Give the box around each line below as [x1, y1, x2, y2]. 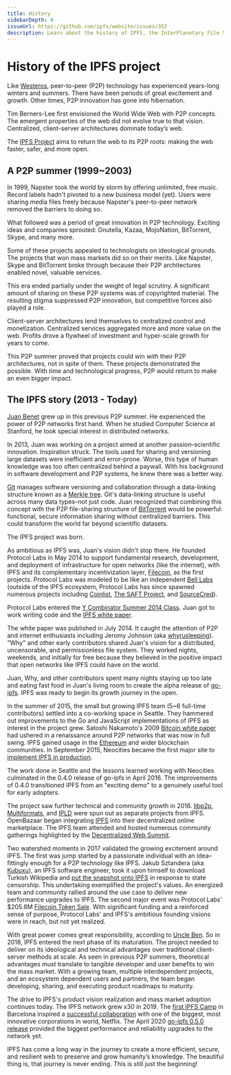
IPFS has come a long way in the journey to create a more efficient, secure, [7, 1045, 220, 1053]
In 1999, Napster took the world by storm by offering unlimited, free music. [7, 183, 218, 191]
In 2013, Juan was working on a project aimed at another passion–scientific [7, 440, 221, 448]
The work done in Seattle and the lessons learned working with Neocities [7, 766, 214, 774]
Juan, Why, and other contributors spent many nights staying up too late [7, 674, 212, 682]
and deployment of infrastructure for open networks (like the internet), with [7, 560, 220, 568]
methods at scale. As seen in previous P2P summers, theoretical [27, 952, 210, 961]
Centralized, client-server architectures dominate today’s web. [7, 125, 184, 133]
